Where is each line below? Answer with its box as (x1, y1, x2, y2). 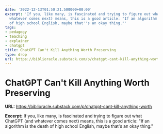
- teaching (5, 34, 27, 39)
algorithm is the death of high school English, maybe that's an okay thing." (5, 123, 154, 129)
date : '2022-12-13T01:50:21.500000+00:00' (5, 7, 92, 12)
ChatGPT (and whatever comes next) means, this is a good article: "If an (5, 118, 150, 124)
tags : (5, 25, 16, 30)
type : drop (5, 52, 27, 57)
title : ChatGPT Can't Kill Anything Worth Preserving (5, 47, 116, 52)
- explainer (5, 39, 29, 44)
